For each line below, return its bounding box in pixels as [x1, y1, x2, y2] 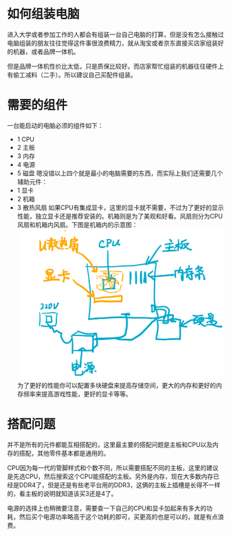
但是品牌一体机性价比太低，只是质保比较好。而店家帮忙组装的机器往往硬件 [7, 62, 218, 70]
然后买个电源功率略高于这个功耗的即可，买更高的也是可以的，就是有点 [19, 513, 218, 521]
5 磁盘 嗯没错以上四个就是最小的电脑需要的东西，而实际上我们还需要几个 [16, 169, 223, 177]
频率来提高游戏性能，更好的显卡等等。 [23, 390, 132, 398]
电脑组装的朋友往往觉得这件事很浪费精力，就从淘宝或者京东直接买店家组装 [7, 38, 218, 47]
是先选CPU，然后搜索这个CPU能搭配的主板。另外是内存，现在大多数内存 [7, 472, 214, 480]
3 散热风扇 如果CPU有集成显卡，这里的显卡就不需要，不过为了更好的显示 [16, 203, 224, 212]
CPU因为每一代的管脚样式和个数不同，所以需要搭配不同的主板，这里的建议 [7, 463, 219, 471]
